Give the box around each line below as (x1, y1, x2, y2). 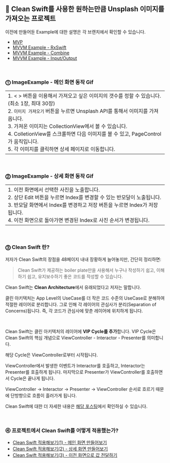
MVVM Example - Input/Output (12, 55, 77, 61)
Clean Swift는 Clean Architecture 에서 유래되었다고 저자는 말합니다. (5, 284, 142, 290)
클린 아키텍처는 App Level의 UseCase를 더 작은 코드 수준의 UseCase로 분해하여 (5, 295, 165, 301)
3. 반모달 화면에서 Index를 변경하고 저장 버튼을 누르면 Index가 (8, 202, 148, 209)
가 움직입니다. (8, 138, 39, 145)
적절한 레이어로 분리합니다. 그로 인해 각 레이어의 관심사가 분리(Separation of (5, 301, 157, 307)
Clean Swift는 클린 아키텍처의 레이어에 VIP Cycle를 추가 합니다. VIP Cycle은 (5, 328, 156, 334)
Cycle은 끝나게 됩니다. (10, 375, 55, 381)
